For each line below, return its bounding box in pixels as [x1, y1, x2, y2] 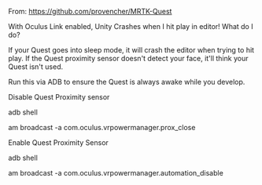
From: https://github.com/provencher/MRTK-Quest [8, 7, 172, 16]
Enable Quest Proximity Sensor [8, 138, 109, 147]
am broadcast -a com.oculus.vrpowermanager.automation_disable [8, 169, 224, 177]
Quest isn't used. [8, 62, 64, 71]
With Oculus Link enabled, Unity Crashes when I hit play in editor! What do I [8, 22, 253, 31]
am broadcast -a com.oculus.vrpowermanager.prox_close [8, 123, 196, 132]
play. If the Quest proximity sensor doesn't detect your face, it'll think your [8, 54, 249, 63]
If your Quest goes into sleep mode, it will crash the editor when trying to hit [8, 45, 254, 54]
